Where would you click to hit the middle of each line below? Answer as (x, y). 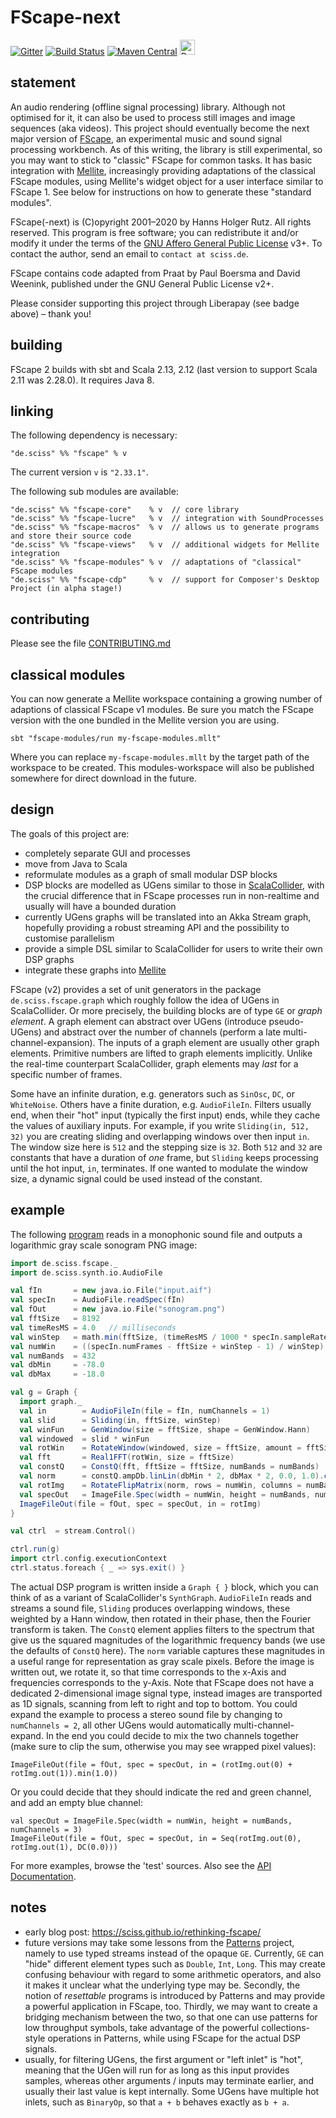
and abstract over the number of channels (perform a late (162, 1032)
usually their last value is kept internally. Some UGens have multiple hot (172, 2091)
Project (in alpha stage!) (66, 589)
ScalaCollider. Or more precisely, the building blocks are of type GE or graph (166, 1010)
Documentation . (43, 1876)
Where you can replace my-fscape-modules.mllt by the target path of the (160, 757)
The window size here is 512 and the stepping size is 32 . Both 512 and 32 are (166, 1147)
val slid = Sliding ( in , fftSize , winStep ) (120, 1420)
